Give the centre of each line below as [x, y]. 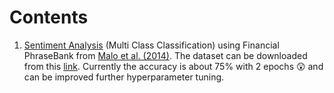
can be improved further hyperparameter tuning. [124, 77]
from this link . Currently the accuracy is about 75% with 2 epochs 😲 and [173, 66]
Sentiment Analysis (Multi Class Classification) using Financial [151, 45]
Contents [49, 17]
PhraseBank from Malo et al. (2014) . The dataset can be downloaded [165, 55]
